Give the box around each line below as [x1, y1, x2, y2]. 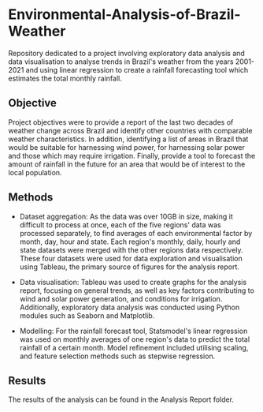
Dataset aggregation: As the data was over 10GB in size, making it [19, 212, 234, 221]
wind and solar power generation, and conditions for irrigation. [19, 294, 223, 303]
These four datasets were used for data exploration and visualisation [19, 253, 243, 263]
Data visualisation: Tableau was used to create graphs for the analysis [19, 277, 247, 287]
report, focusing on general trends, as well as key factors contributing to [19, 286, 254, 295]
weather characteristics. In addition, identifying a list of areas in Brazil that [8, 134, 249, 144]
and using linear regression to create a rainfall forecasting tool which [25, 65, 249, 74]
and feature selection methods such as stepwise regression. [19, 351, 216, 361]
